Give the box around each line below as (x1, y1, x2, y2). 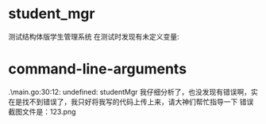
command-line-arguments (8, 60, 187, 78)
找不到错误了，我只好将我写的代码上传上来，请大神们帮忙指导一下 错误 (21, 96, 254, 107)
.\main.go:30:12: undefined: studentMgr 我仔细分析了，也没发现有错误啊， (8, 87, 252, 96)
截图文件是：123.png (8, 107, 77, 116)
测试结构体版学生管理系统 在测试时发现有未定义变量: (8, 32, 179, 41)
